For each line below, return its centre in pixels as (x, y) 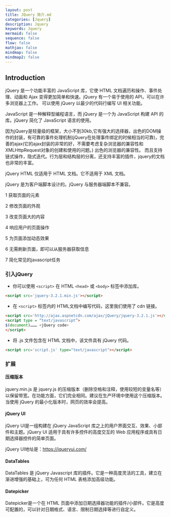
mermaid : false (21, 33)
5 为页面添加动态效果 (27, 238)
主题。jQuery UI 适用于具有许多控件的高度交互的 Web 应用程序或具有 (86, 432)
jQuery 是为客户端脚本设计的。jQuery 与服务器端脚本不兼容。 (69, 184)
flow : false (18, 43)
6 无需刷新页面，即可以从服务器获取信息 (47, 249)
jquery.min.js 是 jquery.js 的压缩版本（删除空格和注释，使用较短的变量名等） (85, 389)
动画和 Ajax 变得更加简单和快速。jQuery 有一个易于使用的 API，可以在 (87, 97)
